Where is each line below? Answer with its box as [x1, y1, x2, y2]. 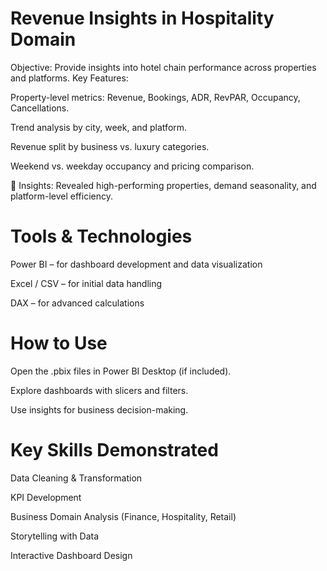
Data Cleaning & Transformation [10, 472, 143, 484]
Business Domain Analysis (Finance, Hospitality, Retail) [10, 510, 237, 522]
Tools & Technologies [10, 225, 193, 248]
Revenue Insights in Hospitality [10, 7, 275, 30]
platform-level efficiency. [10, 190, 113, 202]
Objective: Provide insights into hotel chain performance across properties [10, 61, 317, 73]
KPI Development [10, 491, 82, 503]
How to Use [10, 332, 108, 355]
